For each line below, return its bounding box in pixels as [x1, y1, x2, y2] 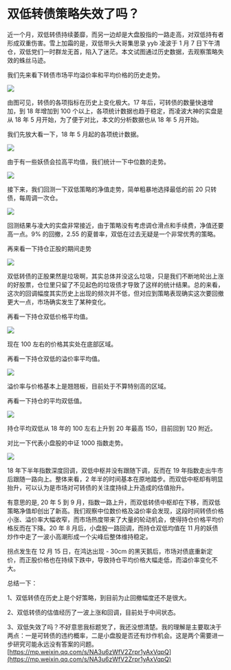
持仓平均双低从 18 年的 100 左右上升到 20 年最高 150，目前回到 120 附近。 [7, 424, 217, 432]
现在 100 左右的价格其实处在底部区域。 [7, 340, 118, 348]
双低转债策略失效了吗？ [7, 6, 140, 22]
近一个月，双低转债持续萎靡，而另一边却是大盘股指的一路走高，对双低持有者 [7, 30, 224, 39]
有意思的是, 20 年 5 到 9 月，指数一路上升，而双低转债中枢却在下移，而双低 [7, 498, 221, 506]
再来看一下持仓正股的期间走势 [7, 244, 91, 252]
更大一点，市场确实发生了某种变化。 [7, 297, 110, 306]
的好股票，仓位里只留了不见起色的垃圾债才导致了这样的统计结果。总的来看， [7, 280, 224, 289]
